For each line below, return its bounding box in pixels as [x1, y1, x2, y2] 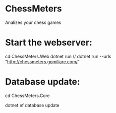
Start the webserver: [5, 37, 93, 48]
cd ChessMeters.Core [5, 93, 50, 99]
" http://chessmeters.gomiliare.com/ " [5, 58, 80, 65]
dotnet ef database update [5, 102, 59, 108]
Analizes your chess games [5, 19, 61, 25]
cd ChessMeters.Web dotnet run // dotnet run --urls [5, 53, 112, 59]
